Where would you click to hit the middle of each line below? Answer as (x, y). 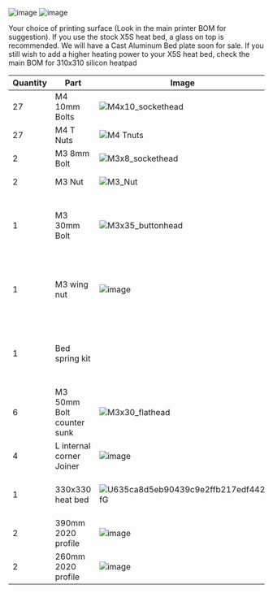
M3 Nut (69, 182)
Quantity (30, 83)
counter (70, 422)
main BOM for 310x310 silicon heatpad (73, 63)
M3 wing (72, 284)
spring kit (73, 359)
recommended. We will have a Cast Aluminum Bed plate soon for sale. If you (136, 45)
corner (68, 456)
